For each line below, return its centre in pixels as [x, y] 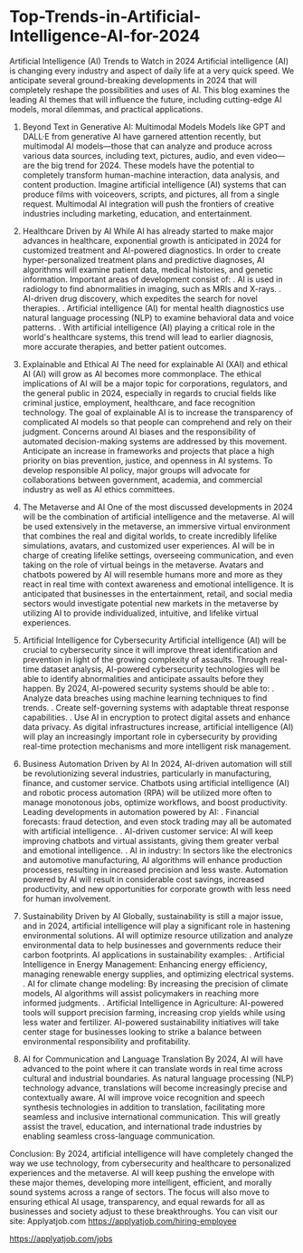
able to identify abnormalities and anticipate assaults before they [143, 678]
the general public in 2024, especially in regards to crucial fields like [149, 393]
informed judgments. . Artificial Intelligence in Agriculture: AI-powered [153, 1003]
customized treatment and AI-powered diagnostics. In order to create [151, 250]
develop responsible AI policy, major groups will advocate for [136, 470]
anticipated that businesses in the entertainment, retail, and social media [157, 593]
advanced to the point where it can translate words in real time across [152, 1068]
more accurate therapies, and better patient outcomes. [124, 346]
